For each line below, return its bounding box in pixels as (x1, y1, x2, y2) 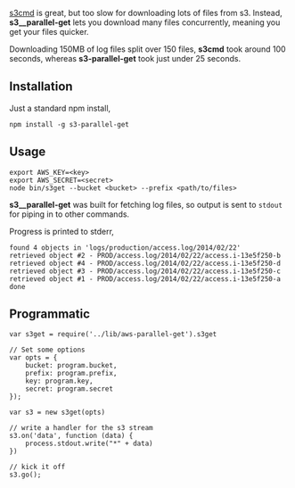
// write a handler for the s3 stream (9, 424, 153, 433)
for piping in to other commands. (9, 209, 130, 219)
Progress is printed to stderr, (9, 226, 114, 236)
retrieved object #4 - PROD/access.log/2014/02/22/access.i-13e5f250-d (9, 259, 281, 268)
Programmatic (9, 307, 91, 322)
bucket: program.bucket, (25, 361, 118, 370)
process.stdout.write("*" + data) (25, 439, 153, 449)
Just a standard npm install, (9, 103, 111, 113)
